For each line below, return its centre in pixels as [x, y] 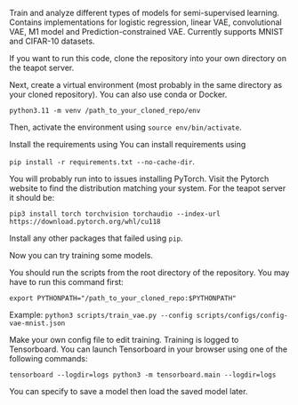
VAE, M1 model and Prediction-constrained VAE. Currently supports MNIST [147, 32]
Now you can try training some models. [81, 255]
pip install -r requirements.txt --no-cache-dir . [102, 162]
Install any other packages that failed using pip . [97, 238]
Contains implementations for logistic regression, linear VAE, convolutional [145, 22]
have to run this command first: [67, 282]
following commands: [48, 358]
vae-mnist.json [37, 323]
